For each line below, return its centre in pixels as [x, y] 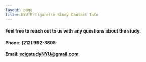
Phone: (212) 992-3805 [30, 42]
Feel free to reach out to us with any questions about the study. [73, 31]
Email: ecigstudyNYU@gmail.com [42, 54]
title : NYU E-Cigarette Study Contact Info [52, 15]
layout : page [19, 10]
